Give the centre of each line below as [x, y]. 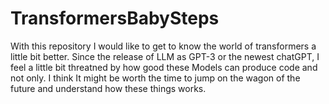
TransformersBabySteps [115, 18]
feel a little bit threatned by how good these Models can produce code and [164, 67]
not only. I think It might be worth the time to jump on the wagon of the [155, 78]
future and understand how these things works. [108, 88]
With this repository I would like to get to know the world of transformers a [163, 46]
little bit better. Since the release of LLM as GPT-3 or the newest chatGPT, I [165, 56]
